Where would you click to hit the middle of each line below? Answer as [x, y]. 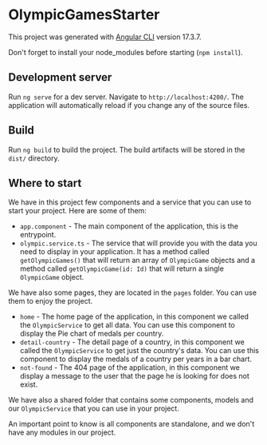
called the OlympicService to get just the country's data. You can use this [139, 351]
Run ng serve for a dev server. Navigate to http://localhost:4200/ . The [126, 97]
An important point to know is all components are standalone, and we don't [132, 424]
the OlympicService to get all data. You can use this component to [127, 325]
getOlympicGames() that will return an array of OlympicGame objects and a [137, 260]
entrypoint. [38, 235]
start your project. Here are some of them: [78, 211]
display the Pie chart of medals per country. [92, 334]
